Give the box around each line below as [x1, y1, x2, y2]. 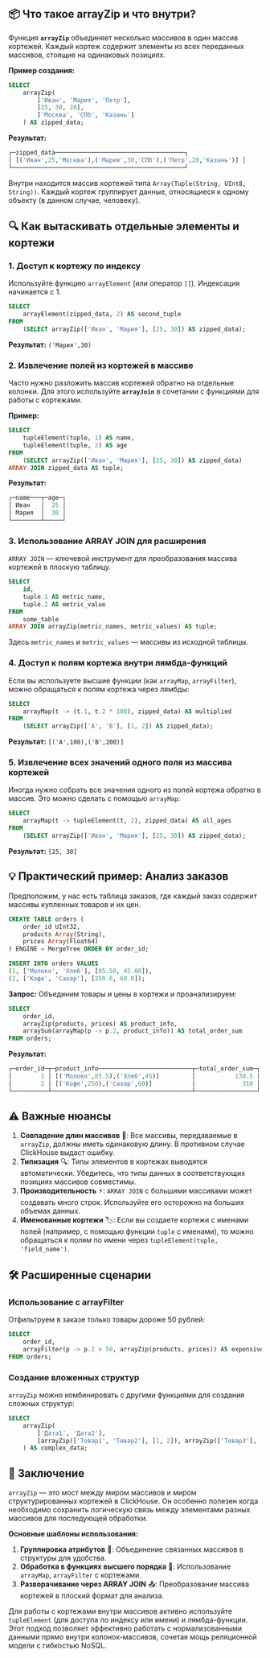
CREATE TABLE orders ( [8, 915, 84, 923]
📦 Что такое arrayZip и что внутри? [8, 7, 197, 21]
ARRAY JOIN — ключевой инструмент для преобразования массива [8, 554, 238, 563]
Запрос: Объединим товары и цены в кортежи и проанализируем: [8, 989, 237, 999]
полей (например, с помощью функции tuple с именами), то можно [19, 1227, 255, 1236]
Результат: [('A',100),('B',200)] [8, 736, 125, 747]
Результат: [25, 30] [8, 846, 78, 856]
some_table [22, 615, 59, 623]
